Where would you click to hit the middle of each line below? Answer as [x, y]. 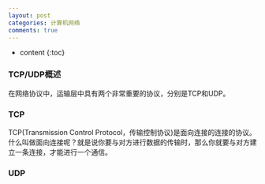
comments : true [33, 30]
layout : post [30, 15]
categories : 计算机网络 [44, 23]
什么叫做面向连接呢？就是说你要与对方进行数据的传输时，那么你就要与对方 [129, 142]
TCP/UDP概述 [35, 74]
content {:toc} [42, 53]
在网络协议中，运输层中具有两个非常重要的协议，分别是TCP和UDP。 [119, 93]
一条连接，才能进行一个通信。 [63, 152]
